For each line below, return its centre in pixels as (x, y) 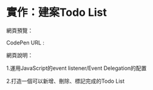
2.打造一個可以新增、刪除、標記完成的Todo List (66, 81)
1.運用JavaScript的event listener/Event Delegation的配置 (76, 68)
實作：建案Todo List (57, 12)
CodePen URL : (25, 43)
